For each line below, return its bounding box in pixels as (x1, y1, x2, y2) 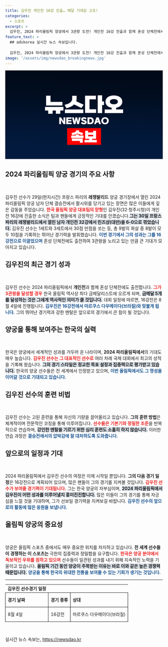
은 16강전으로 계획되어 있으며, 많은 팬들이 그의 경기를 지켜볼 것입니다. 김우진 (9, 479, 157, 485)
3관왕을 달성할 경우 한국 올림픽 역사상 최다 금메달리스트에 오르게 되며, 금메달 (5, 290, 154, 296)
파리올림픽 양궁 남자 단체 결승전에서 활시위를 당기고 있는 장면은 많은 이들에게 (5, 200, 155, 206)
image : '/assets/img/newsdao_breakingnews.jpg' (5, 56, 106, 61)
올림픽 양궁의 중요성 (5, 520, 63, 529)
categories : (5, 13, 30, 19)
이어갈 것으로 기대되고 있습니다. (5, 374, 66, 380)
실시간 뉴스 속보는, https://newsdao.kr (5, 636, 81, 642)
